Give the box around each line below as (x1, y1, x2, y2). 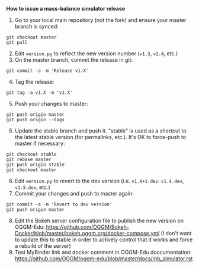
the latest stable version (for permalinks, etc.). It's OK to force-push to (14, 134, 187, 140)
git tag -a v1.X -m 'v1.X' (6, 90, 73, 96)
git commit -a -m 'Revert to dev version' (6, 201, 113, 207)
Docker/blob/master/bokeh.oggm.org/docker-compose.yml (14, 230, 160, 237)
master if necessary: (14, 140, 65, 147)
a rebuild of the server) (14, 242, 71, 249)
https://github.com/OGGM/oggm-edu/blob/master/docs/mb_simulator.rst (14, 255, 193, 262)
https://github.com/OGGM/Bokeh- (46, 223, 129, 231)
